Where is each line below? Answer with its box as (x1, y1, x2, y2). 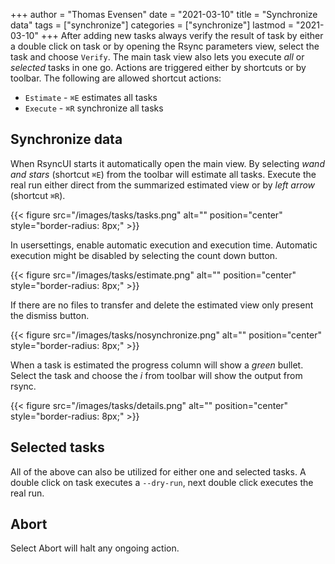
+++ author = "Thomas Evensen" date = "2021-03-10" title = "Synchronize (10, 9, 318, 20)
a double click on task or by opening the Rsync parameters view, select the (10, 40, 320, 52)
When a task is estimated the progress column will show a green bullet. (10, 359, 304, 371)
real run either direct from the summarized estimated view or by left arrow (10, 179, 316, 191)
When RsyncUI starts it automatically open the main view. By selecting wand (10, 157, 325, 169)
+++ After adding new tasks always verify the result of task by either (40, 30, 324, 41)
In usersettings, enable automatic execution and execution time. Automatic (10, 239, 318, 251)
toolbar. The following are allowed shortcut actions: (10, 72, 222, 84)
